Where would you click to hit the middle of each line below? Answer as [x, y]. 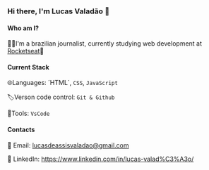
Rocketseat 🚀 [26, 51]
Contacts [21, 129]
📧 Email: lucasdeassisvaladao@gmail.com [68, 145]
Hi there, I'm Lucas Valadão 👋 [59, 11]
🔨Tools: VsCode [29, 113]
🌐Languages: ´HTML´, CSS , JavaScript [63, 83]
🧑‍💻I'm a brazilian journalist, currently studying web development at [105, 44]
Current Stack [28, 67]
